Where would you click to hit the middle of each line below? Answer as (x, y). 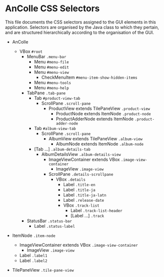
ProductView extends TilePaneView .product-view (99, 108)
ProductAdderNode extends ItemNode (95, 119)
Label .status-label (55, 226)
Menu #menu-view (52, 72)
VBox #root (31, 51)
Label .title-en (79, 184)
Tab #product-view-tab (57, 98)
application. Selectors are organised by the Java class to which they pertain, (82, 27)
